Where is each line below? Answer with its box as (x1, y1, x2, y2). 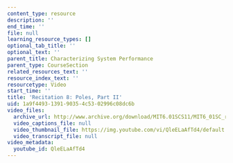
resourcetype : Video (7, 81, 67, 88)
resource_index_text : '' (7, 74, 79, 82)
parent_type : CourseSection (7, 62, 89, 69)
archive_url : (13, 113, 51, 120)
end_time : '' (7, 23, 45, 30)
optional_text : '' (7, 49, 60, 56)
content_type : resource (7, 10, 76, 17)
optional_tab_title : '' (7, 42, 76, 49)
